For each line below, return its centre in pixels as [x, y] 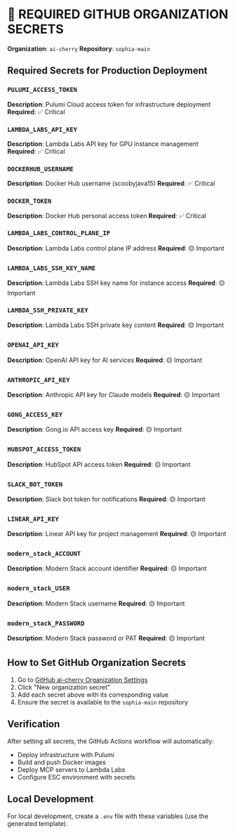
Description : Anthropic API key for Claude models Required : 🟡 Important [114, 395]
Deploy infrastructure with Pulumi [66, 754]
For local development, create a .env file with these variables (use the [108, 816]
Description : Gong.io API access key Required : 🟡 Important [95, 429]
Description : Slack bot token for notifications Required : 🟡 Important [106, 499]
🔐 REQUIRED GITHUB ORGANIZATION [118, 14]
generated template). [38, 823]
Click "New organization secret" [64, 687]
